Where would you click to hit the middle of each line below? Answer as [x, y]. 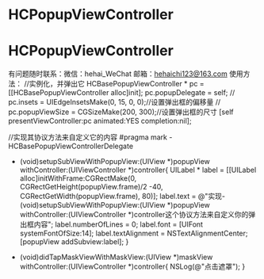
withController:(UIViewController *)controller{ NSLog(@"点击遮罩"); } [132, 266]
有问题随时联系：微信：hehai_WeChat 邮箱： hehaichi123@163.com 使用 [126, 74]
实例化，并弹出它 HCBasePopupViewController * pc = [117, 84]
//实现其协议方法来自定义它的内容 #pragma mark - [90, 137]
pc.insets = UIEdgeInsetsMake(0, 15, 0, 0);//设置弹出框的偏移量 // [115, 102]
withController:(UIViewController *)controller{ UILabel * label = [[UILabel [138, 170]
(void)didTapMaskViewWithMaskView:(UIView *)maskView [116, 257]
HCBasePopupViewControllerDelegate [71, 146]
